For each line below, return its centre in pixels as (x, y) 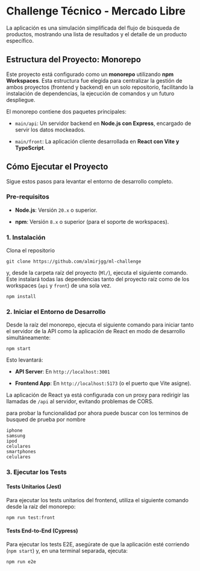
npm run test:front (31, 517)
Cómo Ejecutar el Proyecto (57, 167)
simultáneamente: (29, 338)
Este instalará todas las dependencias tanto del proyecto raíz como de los (98, 279)
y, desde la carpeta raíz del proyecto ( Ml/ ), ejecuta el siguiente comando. (97, 273)
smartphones (21, 452)
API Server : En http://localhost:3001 (62, 372)
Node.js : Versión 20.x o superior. (56, 210)
